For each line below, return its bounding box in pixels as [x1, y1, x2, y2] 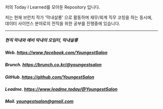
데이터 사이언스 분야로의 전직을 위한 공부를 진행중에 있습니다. [5, 21, 120, 26]
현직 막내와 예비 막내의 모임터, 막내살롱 [5, 37, 78, 43]
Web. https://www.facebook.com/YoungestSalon [5, 49, 108, 55]
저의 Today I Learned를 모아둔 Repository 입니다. [5, 4, 100, 10]
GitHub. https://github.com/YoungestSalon [5, 74, 95, 80]
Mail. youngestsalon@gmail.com [5, 98, 74, 104]
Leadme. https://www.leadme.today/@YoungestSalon [5, 86, 118, 92]
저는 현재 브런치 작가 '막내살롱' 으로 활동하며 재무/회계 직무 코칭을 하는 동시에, [5, 15, 153, 20]
